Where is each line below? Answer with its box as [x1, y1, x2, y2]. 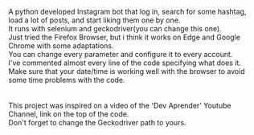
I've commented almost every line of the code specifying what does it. [8, 58, 241, 67]
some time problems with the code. [8, 76, 125, 84]
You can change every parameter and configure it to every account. [8, 50, 233, 59]
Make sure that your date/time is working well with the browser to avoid [8, 67, 245, 76]
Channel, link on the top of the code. [8, 109, 129, 119]
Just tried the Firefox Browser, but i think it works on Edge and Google [8, 32, 241, 42]
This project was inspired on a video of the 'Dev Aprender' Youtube [8, 100, 231, 110]
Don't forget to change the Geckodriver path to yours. [8, 118, 186, 127]
